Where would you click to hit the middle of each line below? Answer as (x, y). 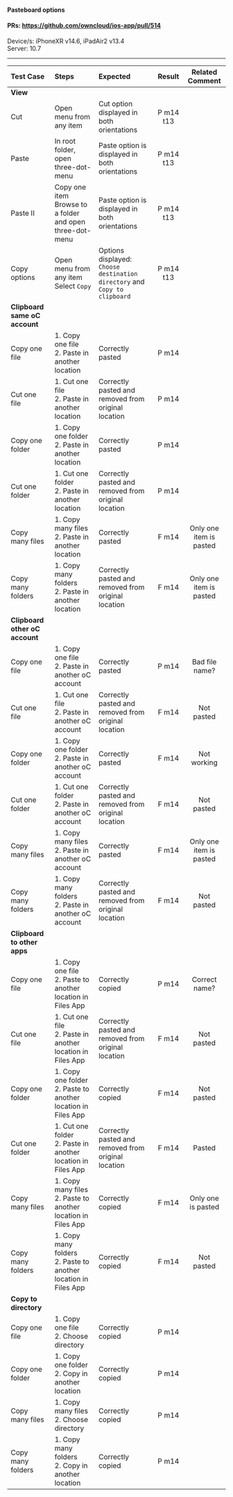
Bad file (204, 662)
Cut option (115, 103)
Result (169, 76)
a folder (67, 213)
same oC (26, 315)
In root (65, 141)
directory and (121, 281)
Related (205, 72)
